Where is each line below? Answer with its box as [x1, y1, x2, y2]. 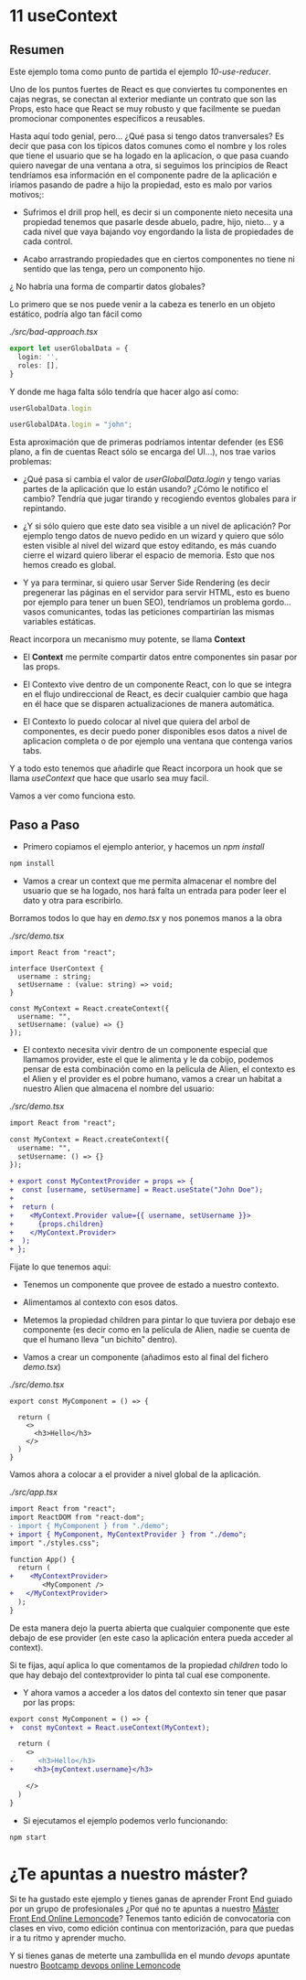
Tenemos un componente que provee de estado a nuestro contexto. [22, 1279, 280, 1290]
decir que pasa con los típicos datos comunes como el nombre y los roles [9, 141, 288, 151]
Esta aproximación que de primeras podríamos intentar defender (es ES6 [9, 436, 284, 448]
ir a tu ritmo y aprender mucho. [9, 1932, 127, 1943]
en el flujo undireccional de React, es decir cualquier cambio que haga [22, 689, 289, 700]
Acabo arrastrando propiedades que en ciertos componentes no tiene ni [22, 253, 295, 264]
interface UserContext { [9, 964, 104, 973]
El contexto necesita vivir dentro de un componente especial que [22, 1044, 268, 1054]
